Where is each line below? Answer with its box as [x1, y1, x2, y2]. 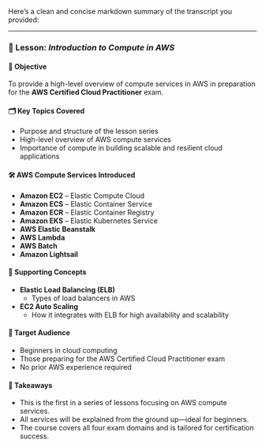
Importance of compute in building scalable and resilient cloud [19, 143, 223, 153]
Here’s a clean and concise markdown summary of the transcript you [8, 7, 233, 16]
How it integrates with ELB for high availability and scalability [31, 310, 230, 319]
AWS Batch [19, 240, 58, 251]
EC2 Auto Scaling [19, 301, 79, 311]
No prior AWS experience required [19, 362, 132, 371]
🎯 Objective [8, 61, 47, 71]
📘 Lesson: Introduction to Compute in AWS [8, 42, 175, 53]
